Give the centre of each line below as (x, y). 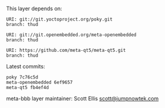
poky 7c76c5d (22, 77)
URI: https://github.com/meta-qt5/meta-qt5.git (66, 50)
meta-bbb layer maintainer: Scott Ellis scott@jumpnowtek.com (82, 99)
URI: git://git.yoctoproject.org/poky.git (59, 19)
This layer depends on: (34, 9)
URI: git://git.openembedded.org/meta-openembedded (71, 35)
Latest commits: (26, 66)
